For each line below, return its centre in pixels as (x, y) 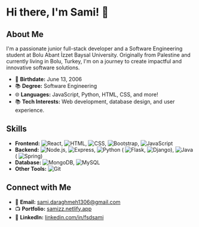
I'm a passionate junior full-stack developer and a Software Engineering (94, 48)
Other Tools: (30, 168)
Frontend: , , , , (77, 143)
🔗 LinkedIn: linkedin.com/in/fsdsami (59, 217)
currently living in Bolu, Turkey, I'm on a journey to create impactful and (94, 61)
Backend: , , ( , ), (94, 149)
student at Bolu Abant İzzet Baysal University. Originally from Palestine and (99, 55)
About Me (25, 34)
